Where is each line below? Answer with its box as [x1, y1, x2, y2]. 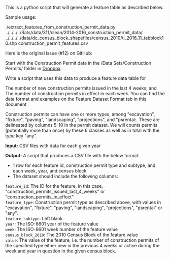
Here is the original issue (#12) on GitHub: [5, 50, 93, 56]
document [5, 101, 27, 107]
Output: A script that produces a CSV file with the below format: [5, 153, 140, 158]
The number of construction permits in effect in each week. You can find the [5, 91, 165, 96]
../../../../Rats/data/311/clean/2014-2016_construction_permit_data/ [5, 30, 143, 35]
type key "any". [5, 133, 38, 139]
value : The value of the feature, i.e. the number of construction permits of [5, 237, 159, 243]
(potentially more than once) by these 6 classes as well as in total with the [5, 127, 160, 133]
